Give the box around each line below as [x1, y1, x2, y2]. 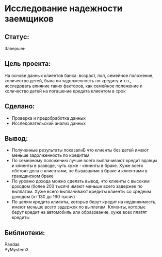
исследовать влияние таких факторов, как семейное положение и [4, 83, 143, 89]
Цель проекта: [4, 59, 51, 68]
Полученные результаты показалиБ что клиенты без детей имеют [11, 147, 149, 153]
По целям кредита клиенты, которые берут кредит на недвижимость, [11, 199, 157, 205]
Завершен [4, 46, 26, 51]
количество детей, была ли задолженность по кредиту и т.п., [4, 77, 131, 83]
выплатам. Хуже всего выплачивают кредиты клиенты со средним [11, 188, 151, 195]
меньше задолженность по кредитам [11, 152, 90, 158]
